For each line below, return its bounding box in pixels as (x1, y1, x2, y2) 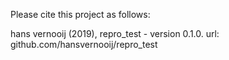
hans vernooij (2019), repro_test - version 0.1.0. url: (10, 28, 220, 39)
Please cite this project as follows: (10, 9, 151, 20)
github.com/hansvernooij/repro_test (10, 39, 158, 50)
